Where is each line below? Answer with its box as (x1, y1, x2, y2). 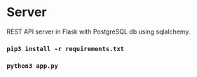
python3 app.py (6, 62, 59, 70)
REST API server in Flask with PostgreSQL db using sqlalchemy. (6, 27, 191, 36)
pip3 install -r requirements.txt (6, 45, 124, 52)
